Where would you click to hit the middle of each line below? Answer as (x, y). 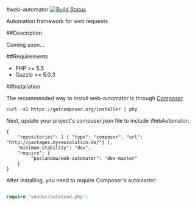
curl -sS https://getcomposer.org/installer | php (72, 109)
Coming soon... (25, 45)
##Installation (23, 86)
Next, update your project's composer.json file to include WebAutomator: (98, 121)
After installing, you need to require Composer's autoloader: (82, 180)
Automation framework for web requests (57, 21)
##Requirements (27, 57)
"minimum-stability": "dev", (54, 148)
